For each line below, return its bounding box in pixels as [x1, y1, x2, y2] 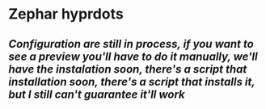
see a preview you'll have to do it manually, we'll [8, 49, 258, 63]
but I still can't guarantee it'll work [8, 87, 186, 101]
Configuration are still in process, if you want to [8, 37, 255, 51]
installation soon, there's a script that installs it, [8, 74, 255, 89]
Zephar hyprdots [8, 5, 124, 23]
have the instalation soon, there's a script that [8, 62, 247, 76]
